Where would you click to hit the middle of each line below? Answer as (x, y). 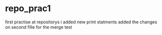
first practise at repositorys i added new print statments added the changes (81, 22)
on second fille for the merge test (39, 27)
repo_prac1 (28, 9)
